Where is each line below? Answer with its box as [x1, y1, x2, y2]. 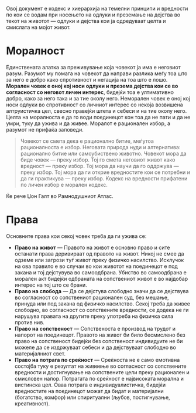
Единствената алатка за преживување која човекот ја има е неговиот [6, 63, 181, 70]
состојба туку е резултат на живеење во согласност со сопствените [14, 362, 187, 370]
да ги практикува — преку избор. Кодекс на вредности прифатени [20, 174, 188, 182]
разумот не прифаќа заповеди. [6, 126, 84, 133]
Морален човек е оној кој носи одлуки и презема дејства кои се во [6, 82, 178, 89]
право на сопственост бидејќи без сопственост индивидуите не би [14, 337, 183, 344]
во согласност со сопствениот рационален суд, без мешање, [14, 294, 169, 301]
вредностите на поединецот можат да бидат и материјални [14, 387, 164, 394]
